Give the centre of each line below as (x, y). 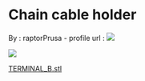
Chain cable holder (72, 15)
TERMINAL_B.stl (35, 68)
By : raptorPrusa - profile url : (57, 38)
